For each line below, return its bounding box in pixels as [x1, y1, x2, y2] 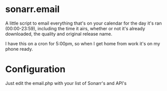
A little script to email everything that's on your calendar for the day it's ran [5, 20, 162, 26]
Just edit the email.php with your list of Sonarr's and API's [5, 80, 127, 86]
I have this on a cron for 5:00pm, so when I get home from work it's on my [5, 40, 160, 46]
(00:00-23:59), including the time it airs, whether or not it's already [5, 25, 146, 31]
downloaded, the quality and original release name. [5, 31, 113, 37]
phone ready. [5, 46, 33, 52]
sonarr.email [5, 4, 60, 15]
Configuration [5, 64, 66, 75]
